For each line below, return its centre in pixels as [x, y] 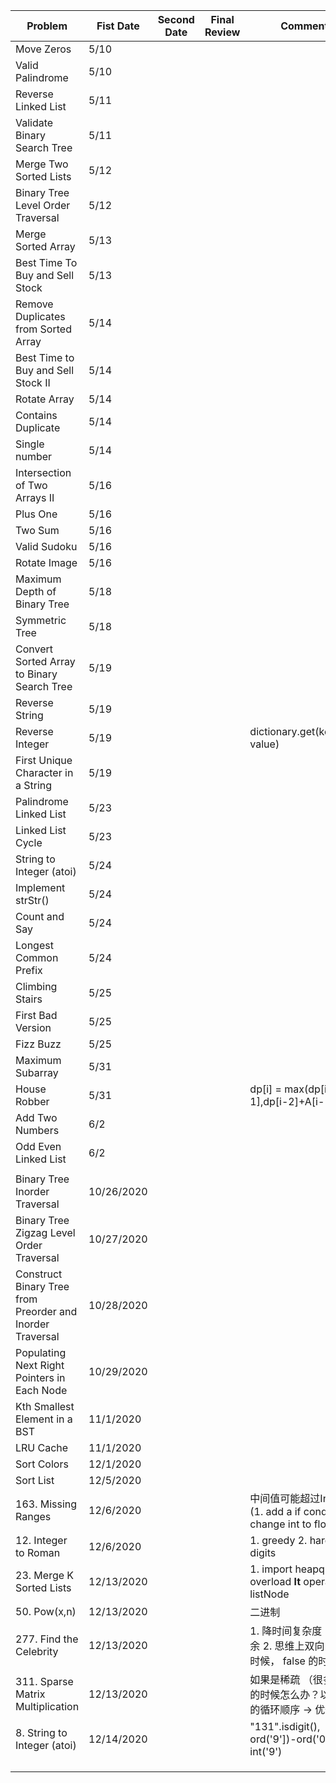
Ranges [33, 1516]
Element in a [44, 1419]
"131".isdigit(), [285, 1726]
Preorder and [46, 1311]
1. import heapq [287, 1569]
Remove [34, 304]
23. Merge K [45, 1575]
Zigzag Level [45, 1232]
